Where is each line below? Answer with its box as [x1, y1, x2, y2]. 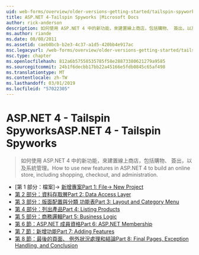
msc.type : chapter [6, 53, 52, 59]
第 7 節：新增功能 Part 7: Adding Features [14, 228, 115, 235]
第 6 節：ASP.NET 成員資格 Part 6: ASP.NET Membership [14, 220, 153, 227]
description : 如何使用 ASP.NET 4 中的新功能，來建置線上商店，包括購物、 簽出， [6, 25, 188, 31]
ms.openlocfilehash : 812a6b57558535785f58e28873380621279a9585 [6, 58, 166, 64]
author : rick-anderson [6, 20, 62, 26]
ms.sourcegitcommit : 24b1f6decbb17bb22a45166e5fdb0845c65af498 [6, 63, 166, 70]
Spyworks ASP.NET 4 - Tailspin [6, 124, 161, 138]
